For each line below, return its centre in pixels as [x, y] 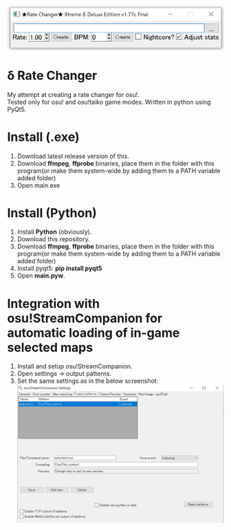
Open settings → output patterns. [64, 374]
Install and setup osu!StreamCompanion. [75, 366]
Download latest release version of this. [73, 156]
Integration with [54, 303]
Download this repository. [54, 239]
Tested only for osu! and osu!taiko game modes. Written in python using [109, 102]
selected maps [50, 347]
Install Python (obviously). [54, 232]
